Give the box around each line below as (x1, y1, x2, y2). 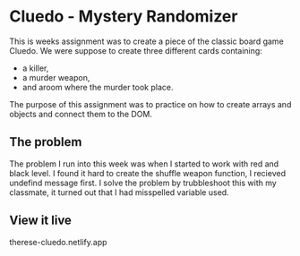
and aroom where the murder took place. (21, 81, 174, 92)
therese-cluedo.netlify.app (9, 236, 107, 247)
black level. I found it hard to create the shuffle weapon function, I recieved (9, 167, 287, 178)
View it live (9, 213, 72, 228)
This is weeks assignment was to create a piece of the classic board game (9, 36, 284, 47)
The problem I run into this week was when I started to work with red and (9, 158, 279, 169)
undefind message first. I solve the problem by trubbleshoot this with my (9, 177, 278, 188)
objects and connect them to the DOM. (9, 108, 152, 119)
